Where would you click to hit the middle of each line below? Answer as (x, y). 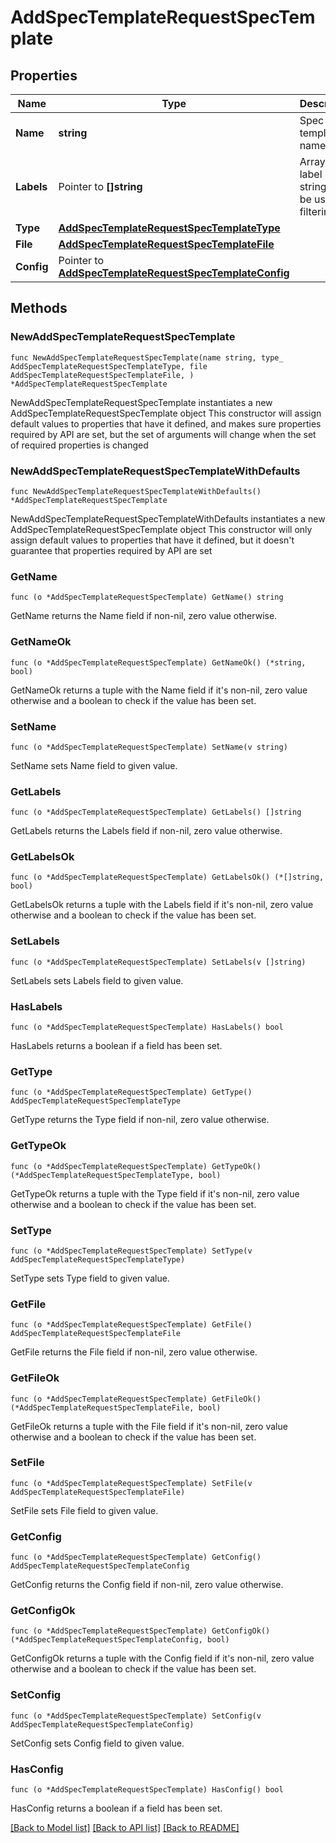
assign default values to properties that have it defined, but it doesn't (152, 540)
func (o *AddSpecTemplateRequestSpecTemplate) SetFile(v (131, 1483)
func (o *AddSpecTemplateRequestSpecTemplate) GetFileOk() (136, 1399)
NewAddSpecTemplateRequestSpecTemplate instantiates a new (141, 402)
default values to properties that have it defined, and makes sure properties (166, 423)
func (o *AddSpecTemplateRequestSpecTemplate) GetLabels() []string (156, 812)
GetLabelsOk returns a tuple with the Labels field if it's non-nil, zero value (162, 905)
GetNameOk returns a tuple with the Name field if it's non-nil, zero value (159, 690)
